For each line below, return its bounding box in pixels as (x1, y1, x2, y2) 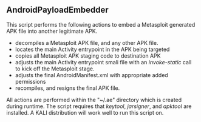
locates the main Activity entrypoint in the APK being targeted (15, 46, 170, 53)
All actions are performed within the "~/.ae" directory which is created (6, 96, 182, 103)
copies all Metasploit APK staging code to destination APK (15, 52, 161, 59)
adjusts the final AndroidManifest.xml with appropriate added (15, 71, 168, 78)
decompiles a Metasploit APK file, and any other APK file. (15, 39, 158, 46)
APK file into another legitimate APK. (6, 27, 98, 35)
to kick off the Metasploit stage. (15, 65, 95, 72)
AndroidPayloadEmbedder (6, 5, 109, 15)
